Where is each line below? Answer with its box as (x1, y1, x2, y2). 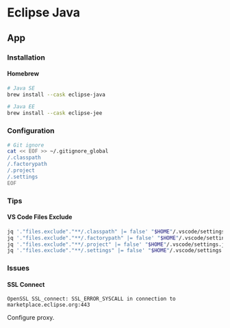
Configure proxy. (7, 314, 55, 322)
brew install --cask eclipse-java (7, 91, 106, 98)
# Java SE (7, 84, 36, 92)
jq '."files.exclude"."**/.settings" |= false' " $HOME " (7, 247, 170, 254)
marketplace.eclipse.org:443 (7, 301, 90, 309)
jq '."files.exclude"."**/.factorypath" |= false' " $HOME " (7, 234, 179, 241)
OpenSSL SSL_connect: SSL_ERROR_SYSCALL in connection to (7, 296, 176, 303)
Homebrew (7, 70, 40, 78)
